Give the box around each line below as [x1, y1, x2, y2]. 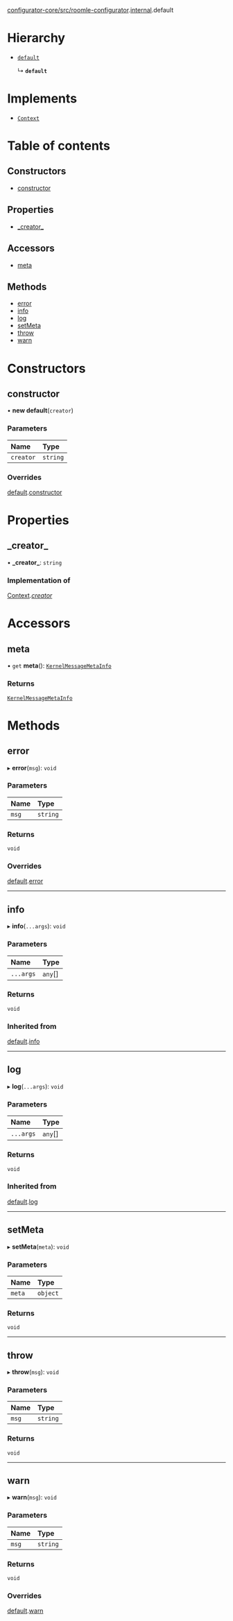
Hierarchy [7, 31, 66, 46]
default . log [7, 1197, 38, 1206]
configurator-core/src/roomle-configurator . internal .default [7, 6, 174, 14]
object [37, 1289, 59, 1297]
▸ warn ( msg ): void [7, 1493, 57, 1502]
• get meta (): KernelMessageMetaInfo [7, 661, 112, 670]
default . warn [7, 1606, 44, 1615]
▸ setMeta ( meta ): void [7, 1242, 69, 1251]
